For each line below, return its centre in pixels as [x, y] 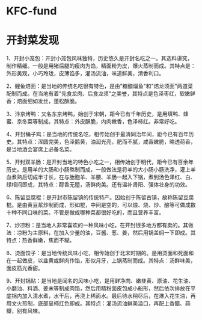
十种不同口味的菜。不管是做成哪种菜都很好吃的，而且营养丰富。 [85, 212]
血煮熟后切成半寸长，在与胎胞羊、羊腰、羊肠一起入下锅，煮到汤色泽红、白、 [101, 177]
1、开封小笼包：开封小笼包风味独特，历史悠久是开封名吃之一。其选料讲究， [99, 58]
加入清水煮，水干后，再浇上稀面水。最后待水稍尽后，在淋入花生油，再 [109, 296]
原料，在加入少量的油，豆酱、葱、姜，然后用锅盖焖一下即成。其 [117, 233]
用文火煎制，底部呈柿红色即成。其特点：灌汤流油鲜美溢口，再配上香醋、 [96, 303]
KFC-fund [32, 11]
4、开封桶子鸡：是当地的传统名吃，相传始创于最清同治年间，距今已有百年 [98, 134]
